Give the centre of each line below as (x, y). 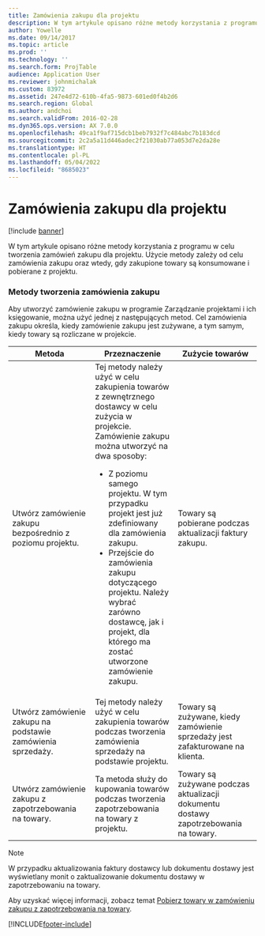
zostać (121, 651)
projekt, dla (129, 632)
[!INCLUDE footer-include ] (50, 924)
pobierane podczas (214, 523)
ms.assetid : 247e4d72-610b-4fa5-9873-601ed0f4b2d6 (93, 96)
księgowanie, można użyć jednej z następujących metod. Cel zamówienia (127, 318)
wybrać (122, 602)
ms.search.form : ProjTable (52, 67)
